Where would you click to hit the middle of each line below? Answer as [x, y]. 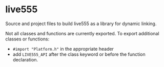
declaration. [25, 59]
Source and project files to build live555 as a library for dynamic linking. [81, 24]
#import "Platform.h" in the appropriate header [63, 49]
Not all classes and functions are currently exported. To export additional [83, 33]
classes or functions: [27, 39]
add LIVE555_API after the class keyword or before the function [79, 54]
